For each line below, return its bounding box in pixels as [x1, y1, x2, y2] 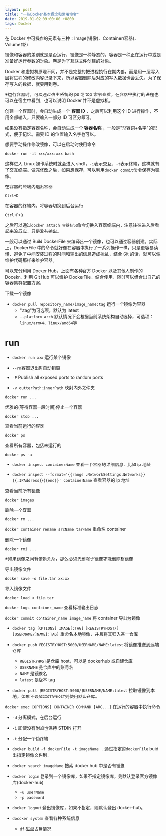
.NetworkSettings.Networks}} [85, 472, 146, 477]
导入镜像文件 [5, 586, 31, 592]
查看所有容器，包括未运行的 [5, 442, 62, 448]
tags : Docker [5, 21, 32, 26]
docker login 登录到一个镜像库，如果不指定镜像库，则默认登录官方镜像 [12, 773, 157, 779]
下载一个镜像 [5, 290, 31, 297]
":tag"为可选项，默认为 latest [19, 307, 79, 313]
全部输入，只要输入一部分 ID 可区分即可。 [9, 114, 94, 120]
